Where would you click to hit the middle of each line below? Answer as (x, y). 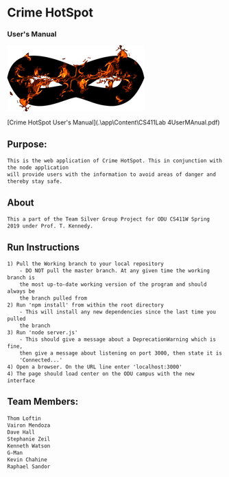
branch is (21, 277)
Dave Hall (21, 432)
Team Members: (43, 402)
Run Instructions (44, 247)
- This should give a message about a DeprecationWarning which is (118, 339)
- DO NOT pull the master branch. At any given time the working (115, 270)
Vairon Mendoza (29, 425)
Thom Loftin (24, 418)
